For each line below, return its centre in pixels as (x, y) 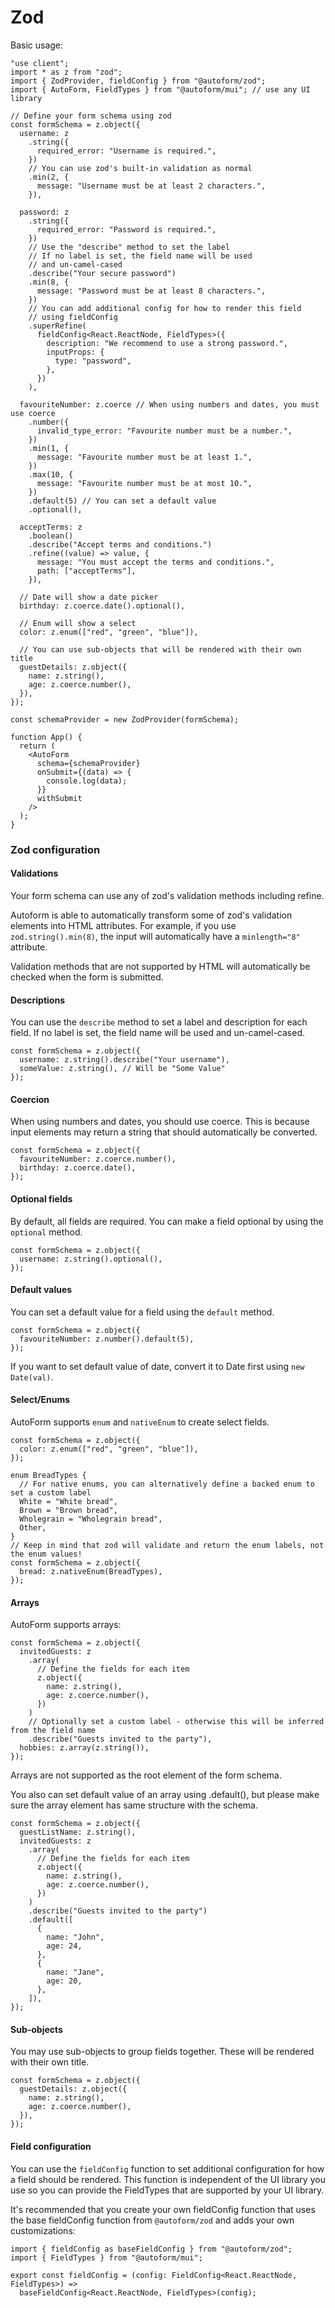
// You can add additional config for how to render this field (165, 308)
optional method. (46, 1232)
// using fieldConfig (73, 317)
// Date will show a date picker (89, 597)
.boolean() (51, 536)
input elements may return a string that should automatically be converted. (164, 1132)
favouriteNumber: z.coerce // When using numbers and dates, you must (169, 404)
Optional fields (41, 1199)
